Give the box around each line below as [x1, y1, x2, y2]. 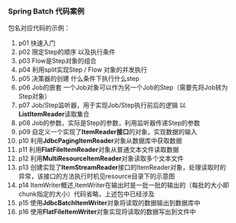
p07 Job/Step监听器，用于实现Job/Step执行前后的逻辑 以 [18, 101, 186, 109]
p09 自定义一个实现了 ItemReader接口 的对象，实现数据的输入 [18, 128, 198, 136]
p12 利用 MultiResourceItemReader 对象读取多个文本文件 [18, 154, 184, 163]
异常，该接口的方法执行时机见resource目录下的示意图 [18, 172, 176, 180]
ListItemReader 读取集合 [18, 110, 90, 119]
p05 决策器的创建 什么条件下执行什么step [18, 75, 140, 83]
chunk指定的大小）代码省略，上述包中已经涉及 [18, 190, 155, 198]
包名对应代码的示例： [8, 23, 70, 33]
